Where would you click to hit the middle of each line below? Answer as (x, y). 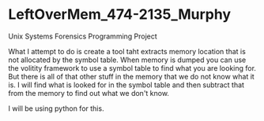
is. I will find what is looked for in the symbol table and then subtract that (126, 85)
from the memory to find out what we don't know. (89, 93)
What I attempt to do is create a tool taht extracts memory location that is (127, 51)
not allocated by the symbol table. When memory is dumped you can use (127, 60)
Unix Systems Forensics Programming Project (83, 36)
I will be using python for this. (56, 108)
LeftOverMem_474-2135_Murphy (120, 15)
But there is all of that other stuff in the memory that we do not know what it (131, 76)
